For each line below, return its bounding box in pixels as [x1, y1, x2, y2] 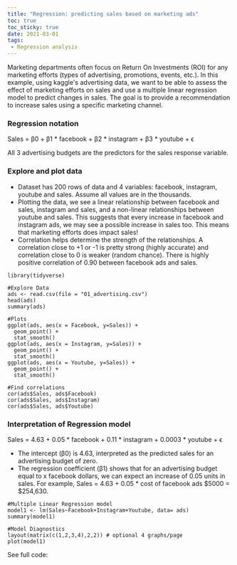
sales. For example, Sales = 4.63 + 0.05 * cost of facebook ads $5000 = [17, 479, 230, 487]
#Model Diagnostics [7, 525, 65, 532]
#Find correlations [7, 384, 65, 391]
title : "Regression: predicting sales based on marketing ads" [7, 10, 199, 18]
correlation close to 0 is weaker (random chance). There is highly [17, 250, 209, 259]
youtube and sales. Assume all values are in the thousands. [17, 190, 192, 199]
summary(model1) [7, 513, 56, 520]
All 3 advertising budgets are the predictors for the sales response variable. [7, 149, 229, 157]
